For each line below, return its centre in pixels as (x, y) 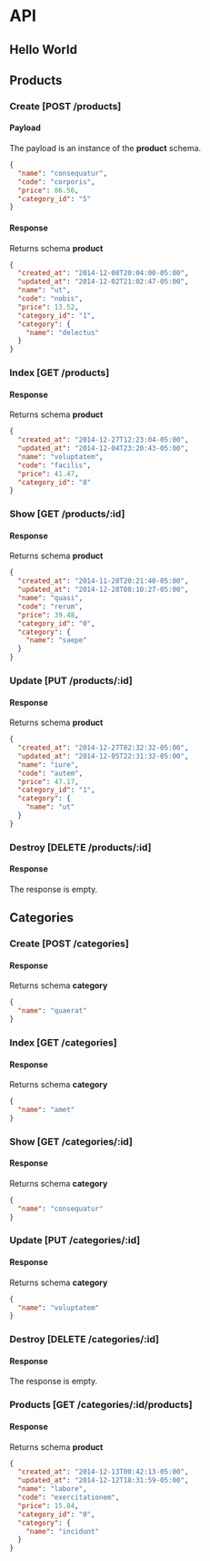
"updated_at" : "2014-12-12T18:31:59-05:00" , (103, 1481)
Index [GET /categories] (63, 1042)
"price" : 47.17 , (48, 781)
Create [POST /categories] (69, 944)
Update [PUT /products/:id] (71, 680)
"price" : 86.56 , (48, 190)
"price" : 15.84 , (48, 1505)
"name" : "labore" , (53, 1489)
